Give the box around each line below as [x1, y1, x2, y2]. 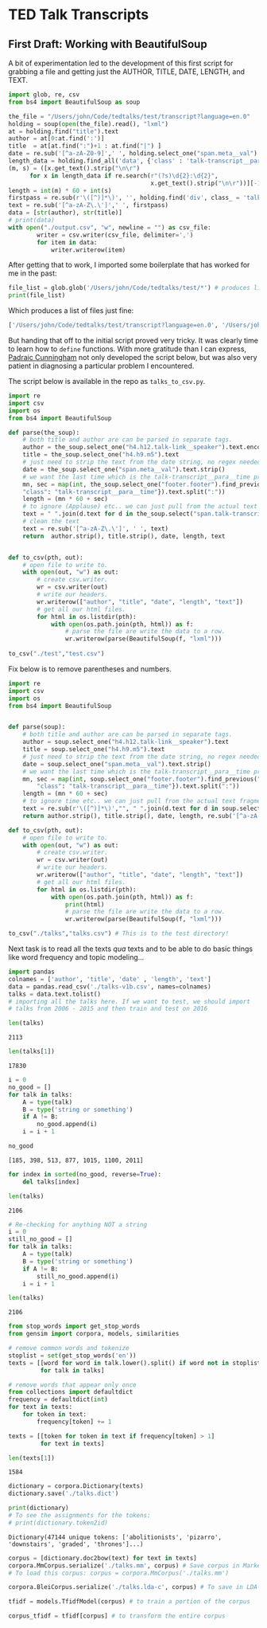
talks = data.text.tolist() [8, 990, 102, 998]
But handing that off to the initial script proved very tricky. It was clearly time [8, 336, 258, 345]
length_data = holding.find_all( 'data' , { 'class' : [8, 157, 183, 165]
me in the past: [8, 268, 57, 278]
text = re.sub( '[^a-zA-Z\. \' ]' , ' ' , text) [22, 524, 169, 533]
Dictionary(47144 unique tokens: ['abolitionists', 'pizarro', [8, 1533, 222, 1541]
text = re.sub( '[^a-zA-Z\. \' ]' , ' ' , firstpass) [8, 202, 169, 209]
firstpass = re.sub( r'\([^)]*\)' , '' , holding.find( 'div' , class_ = [8, 194, 240, 202]
